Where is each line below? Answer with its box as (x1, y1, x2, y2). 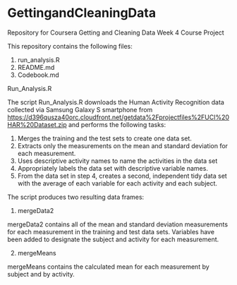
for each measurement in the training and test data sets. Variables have (7, 227, 215, 236)
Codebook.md (17, 71, 60, 79)
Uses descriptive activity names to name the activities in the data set (17, 157, 218, 165)
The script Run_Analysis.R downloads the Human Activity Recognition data (7, 97, 224, 107)
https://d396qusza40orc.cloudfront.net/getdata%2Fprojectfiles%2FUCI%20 (7, 113, 230, 121)
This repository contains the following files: (7, 42, 133, 50)
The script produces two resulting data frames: (7, 193, 145, 201)
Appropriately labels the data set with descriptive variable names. (17, 164, 208, 172)
